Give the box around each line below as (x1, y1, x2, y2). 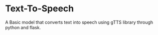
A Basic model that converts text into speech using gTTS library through (5, 19, 154, 25)
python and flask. (5, 24, 41, 30)
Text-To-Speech (5, 3, 74, 14)
